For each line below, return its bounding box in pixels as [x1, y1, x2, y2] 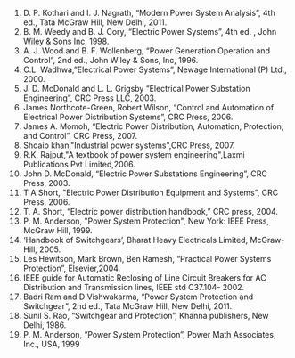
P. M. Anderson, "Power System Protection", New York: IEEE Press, [22, 216, 270, 226]
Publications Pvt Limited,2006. [22, 159, 136, 169]
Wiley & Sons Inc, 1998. [22, 36, 110, 46]
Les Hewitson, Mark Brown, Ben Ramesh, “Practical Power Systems [22, 254, 272, 264]
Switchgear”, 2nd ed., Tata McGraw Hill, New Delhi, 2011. [22, 301, 233, 311]
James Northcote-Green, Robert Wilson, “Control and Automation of [22, 102, 275, 112]
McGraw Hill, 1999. [22, 225, 93, 235]
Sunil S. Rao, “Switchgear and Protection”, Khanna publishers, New [22, 311, 270, 321]
